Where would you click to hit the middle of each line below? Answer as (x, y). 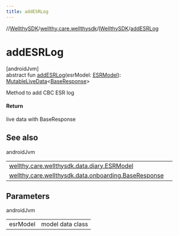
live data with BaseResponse (41, 119)
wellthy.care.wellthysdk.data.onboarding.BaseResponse (87, 175)
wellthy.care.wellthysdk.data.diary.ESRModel (71, 166)
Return (15, 106)
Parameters (28, 196)
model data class (64, 224)
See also (22, 138)
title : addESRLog (27, 12)
